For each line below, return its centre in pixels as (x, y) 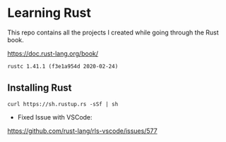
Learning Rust (49, 13)
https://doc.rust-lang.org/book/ (53, 53)
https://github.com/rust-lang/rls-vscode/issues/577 (82, 131)
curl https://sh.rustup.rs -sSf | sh (63, 104)
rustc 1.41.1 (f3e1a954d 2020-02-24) (63, 66)
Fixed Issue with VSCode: (55, 117)
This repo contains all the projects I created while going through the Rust (113, 32)
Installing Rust (40, 88)
